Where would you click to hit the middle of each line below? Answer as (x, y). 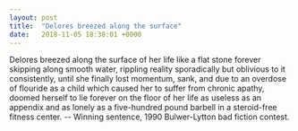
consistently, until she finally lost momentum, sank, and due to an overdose (148, 79)
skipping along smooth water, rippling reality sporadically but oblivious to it (148, 69)
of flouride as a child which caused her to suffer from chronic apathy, (137, 88)
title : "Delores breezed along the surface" (95, 26)
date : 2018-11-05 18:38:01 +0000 (76, 34)
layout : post (34, 17)
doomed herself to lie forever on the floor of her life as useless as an (136, 98)
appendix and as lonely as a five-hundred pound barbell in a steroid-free (143, 108)
